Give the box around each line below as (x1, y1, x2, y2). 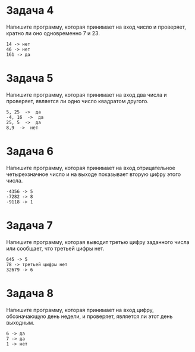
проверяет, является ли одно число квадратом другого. (6, 97, 149, 104)
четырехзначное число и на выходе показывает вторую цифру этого (6, 171, 181, 178)
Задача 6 (6, 144, 54, 158)
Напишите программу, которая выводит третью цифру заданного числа (6, 238, 190, 245)
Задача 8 (6, 286, 54, 300)
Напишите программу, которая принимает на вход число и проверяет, (6, 23, 186, 30)
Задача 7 (6, 219, 54, 232)
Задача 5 (6, 72, 54, 85)
